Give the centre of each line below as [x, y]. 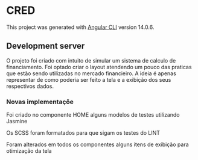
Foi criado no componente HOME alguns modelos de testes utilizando [93, 115]
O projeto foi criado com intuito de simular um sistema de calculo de [91, 60]
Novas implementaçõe [40, 102]
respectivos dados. [30, 86]
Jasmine [17, 122]
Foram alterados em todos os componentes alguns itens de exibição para [97, 144]
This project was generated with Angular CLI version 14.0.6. [80, 27]
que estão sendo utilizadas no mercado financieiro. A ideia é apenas [91, 73]
